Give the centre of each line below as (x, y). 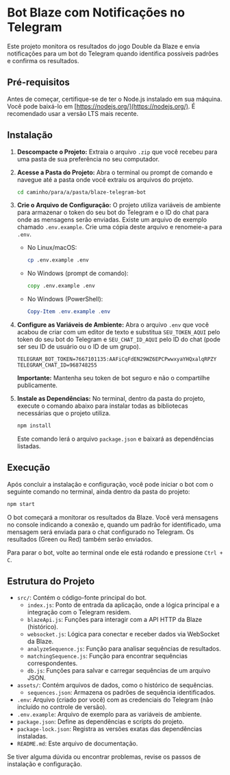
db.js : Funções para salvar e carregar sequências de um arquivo (119, 671)
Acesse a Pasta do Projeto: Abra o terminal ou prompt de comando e (115, 172)
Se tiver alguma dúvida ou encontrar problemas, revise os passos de (104, 757)
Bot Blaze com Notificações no (96, 13)
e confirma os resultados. (43, 60)
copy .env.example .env (61, 286)
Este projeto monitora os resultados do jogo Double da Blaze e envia (104, 46)
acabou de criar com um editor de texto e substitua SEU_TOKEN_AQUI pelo (118, 332)
